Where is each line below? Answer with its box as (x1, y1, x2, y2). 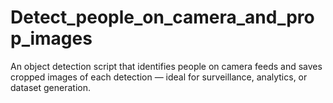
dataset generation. (10, 81, 91, 93)
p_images (10, 27, 93, 50)
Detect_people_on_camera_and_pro (10, 6, 315, 29)
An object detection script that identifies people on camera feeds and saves (10, 60, 323, 72)
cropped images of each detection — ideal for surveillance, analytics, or (10, 71, 308, 83)
